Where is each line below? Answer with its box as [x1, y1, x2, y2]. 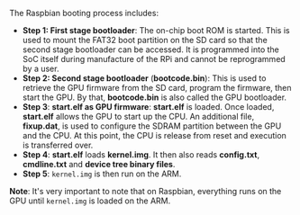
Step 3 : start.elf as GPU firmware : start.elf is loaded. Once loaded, [22, 102, 275, 112]
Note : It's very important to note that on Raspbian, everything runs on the [9, 186, 282, 196]
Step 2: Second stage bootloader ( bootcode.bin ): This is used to [22, 73, 267, 84]
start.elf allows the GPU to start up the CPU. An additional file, [22, 112, 255, 121]
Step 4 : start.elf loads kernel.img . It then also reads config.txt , [22, 149, 260, 160]
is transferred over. [22, 139, 94, 150]
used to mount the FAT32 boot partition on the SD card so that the [22, 35, 268, 45]
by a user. [22, 63, 59, 74]
